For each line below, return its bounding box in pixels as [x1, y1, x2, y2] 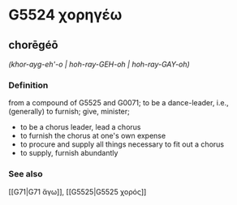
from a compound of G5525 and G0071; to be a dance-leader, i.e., [8, 98, 229, 108]
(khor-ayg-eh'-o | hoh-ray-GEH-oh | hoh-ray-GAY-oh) [8, 59, 191, 69]
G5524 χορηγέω [8, 6, 123, 24]
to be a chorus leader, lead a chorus [19, 122, 141, 132]
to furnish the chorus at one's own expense [19, 131, 166, 141]
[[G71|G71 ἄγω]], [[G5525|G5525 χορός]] [8, 186, 147, 196]
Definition [8, 79, 49, 91]
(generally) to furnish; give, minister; [8, 107, 130, 117]
